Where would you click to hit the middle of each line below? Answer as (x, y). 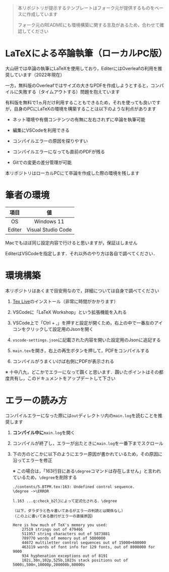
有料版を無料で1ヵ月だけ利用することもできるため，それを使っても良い (79, 102)
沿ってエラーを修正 (33, 460)
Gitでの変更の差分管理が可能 (42, 162)
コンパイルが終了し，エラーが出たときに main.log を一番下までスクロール (88, 443)
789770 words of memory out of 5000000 (64, 538)
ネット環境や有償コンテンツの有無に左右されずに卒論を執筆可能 (79, 119)
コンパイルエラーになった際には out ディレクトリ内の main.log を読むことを (81, 415)
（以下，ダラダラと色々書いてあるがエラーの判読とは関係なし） (69, 511)
